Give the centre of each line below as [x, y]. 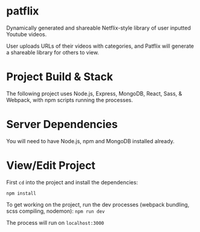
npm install [21, 193]
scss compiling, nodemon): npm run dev [56, 211]
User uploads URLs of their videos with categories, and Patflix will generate [100, 46]
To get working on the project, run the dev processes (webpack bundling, [98, 204]
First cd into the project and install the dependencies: [72, 182]
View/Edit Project [51, 166]
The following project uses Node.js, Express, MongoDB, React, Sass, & [94, 93]
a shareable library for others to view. [53, 52]
